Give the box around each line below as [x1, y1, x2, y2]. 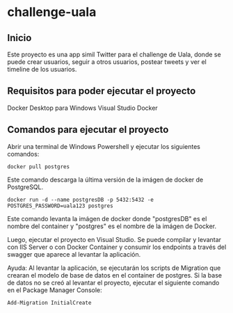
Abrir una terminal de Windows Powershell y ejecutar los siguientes [7, 142, 200, 150]
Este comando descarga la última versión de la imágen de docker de [7, 175, 204, 184]
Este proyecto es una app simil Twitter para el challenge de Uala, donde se [7, 50, 221, 58]
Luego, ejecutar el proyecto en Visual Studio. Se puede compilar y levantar [7, 235, 221, 243]
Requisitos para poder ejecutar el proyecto [7, 85, 196, 97]
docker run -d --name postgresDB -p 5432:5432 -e [7, 196, 154, 203]
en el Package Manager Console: [7, 286, 102, 294]
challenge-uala [7, 4, 97, 20]
